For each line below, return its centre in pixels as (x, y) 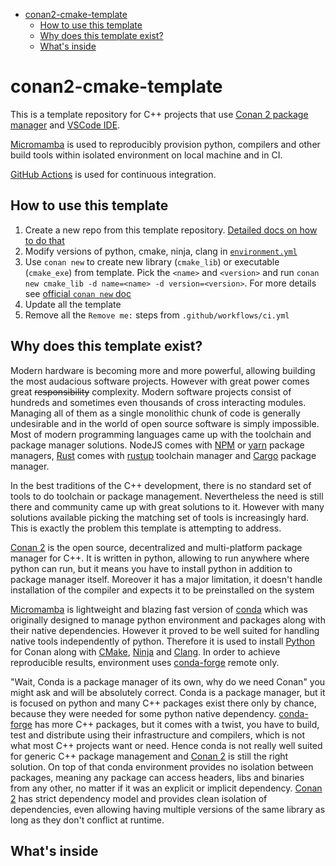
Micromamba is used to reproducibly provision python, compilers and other (165, 144)
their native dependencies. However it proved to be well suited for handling (165, 630)
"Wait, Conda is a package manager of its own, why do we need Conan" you (168, 681)
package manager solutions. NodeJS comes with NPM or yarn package (157, 445)
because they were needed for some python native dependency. (143, 713)
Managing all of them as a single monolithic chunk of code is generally (155, 413)
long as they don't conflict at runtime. (87, 820)
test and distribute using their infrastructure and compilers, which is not (157, 735)
